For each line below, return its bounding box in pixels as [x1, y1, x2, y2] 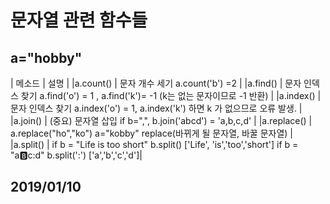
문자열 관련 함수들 [10, 9, 148, 32]
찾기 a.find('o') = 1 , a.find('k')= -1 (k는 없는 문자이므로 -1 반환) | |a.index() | [20, 90, 322, 101]
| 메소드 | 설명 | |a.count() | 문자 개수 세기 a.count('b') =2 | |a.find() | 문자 [10, 77, 302, 89]
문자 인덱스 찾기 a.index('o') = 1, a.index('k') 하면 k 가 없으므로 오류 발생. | [10, 102, 303, 114]
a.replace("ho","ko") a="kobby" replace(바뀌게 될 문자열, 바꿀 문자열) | [10, 127, 294, 139]
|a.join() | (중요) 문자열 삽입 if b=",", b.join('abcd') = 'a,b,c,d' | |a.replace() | [10, 115, 313, 126]
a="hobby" [10, 49, 83, 66]
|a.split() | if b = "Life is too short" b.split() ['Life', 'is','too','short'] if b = [10, 139, 299, 150]
